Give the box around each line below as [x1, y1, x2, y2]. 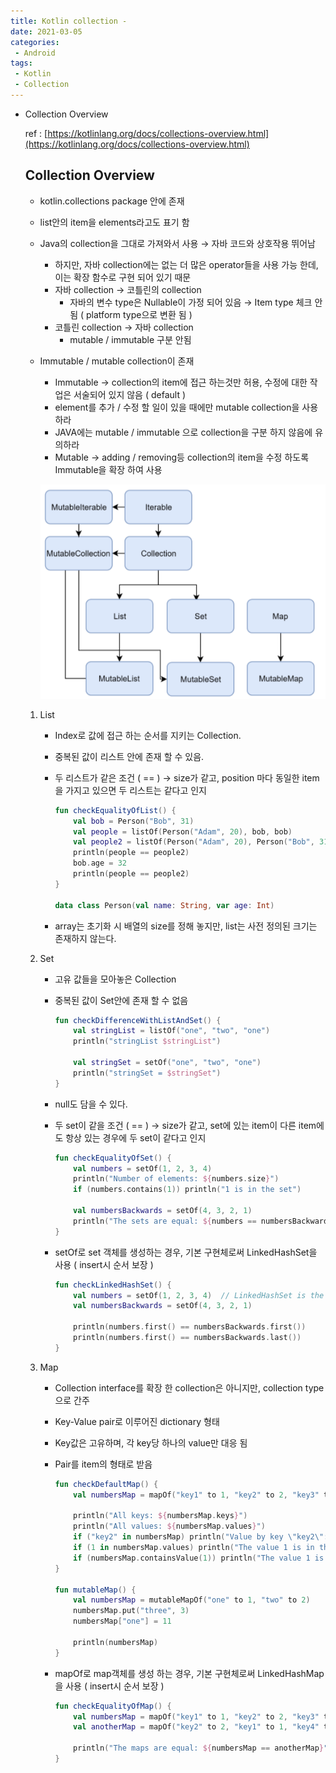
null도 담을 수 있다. [54, 1098, 128, 1110]
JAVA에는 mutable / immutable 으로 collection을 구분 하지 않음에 [54, 426, 313, 438]
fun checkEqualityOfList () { [54, 805, 177, 815]
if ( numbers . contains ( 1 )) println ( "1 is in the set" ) [73, 1185, 302, 1195]
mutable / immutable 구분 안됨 [69, 333, 192, 345]
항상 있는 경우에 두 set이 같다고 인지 [65, 1131, 207, 1144]
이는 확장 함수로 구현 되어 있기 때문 [54, 271, 192, 283]
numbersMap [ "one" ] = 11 [73, 1616, 172, 1627]
